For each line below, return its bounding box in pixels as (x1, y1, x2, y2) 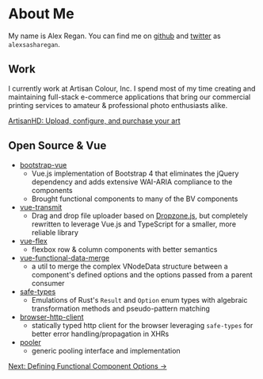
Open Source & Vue (8, 139, 107, 153)
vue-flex (19, 236, 48, 246)
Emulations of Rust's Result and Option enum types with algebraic (31, 295, 248, 304)
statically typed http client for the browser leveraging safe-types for (31, 320, 253, 330)
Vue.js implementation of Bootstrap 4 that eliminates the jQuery (31, 168, 239, 178)
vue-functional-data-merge (19, 253, 110, 262)
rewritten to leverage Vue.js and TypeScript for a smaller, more (31, 219, 236, 229)
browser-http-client (19, 311, 84, 322)
